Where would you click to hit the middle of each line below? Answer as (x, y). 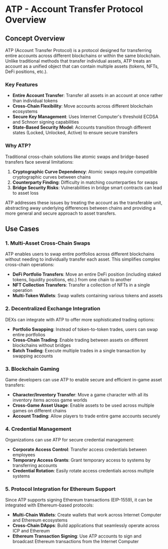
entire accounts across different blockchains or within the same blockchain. (83, 56)
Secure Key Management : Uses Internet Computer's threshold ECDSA (85, 117)
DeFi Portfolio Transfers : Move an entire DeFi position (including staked (87, 274)
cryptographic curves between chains (51, 177)
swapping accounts (33, 356)
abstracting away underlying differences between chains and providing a (80, 208)
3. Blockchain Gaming (32, 369)
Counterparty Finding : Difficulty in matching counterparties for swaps (85, 182)
